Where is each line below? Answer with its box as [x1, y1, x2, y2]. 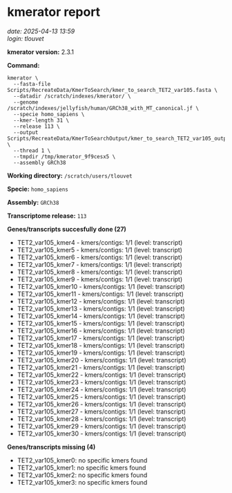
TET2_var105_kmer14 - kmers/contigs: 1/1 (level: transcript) [17, 312, 185, 320]
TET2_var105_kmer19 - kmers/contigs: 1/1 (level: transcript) [17, 348, 185, 357]
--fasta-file [13, 80, 51, 87]
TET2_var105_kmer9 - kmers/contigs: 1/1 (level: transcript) [17, 275, 183, 283]
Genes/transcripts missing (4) [7, 443, 96, 451]
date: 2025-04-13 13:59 [7, 27, 75, 35]
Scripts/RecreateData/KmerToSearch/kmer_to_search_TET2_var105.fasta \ [7, 86, 217, 93]
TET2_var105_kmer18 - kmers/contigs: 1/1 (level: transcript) [17, 341, 185, 349]
